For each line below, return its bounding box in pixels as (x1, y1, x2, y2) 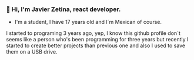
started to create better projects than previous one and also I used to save (6, 42, 186, 49)
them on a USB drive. (6, 48, 58, 55)
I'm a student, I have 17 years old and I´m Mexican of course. (14, 19, 162, 26)
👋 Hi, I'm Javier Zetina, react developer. (6, 5, 121, 13)
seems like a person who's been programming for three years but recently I (6, 36, 189, 43)
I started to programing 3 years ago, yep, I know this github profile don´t (6, 30, 180, 37)
